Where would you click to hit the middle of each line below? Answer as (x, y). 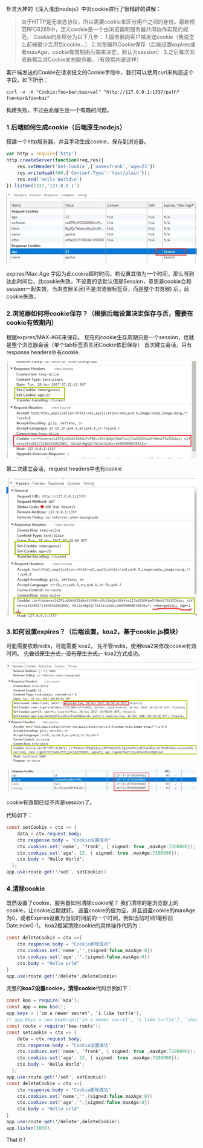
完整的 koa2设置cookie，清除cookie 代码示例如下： (69, 988)
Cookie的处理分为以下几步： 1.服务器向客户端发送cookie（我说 (111, 37)
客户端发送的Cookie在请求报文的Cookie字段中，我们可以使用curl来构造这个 (100, 72)
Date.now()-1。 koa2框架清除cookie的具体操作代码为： (75, 926)
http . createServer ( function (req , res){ (55, 160)
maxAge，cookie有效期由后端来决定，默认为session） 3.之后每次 (108, 52)
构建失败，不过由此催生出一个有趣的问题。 (59, 110)
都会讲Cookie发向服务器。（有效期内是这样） (87, 60)
